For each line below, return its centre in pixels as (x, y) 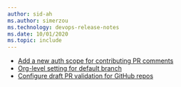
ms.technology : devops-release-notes (63, 27)
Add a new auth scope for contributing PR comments (95, 61)
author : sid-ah (30, 14)
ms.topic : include (35, 41)
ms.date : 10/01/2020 (38, 34)
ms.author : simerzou (38, 21)
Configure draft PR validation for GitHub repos (86, 76)
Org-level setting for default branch (70, 68)
